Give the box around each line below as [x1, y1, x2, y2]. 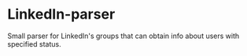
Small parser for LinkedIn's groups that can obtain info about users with [7, 31, 240, 40]
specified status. [7, 39, 61, 48]
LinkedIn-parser [7, 5, 116, 23]
